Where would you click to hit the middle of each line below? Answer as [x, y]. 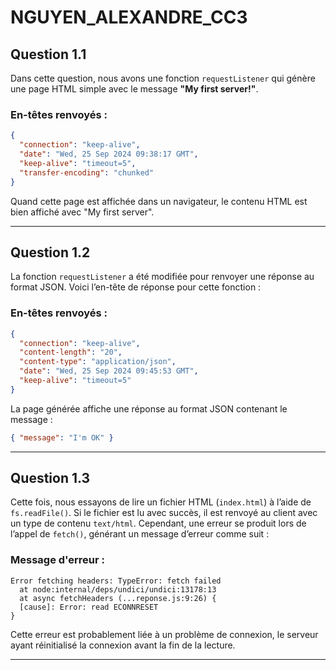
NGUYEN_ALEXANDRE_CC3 [129, 17]
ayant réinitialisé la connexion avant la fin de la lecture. [123, 645]
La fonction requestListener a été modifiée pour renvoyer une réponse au [162, 277]
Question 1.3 [50, 478]
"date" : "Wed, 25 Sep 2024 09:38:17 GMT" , [109, 154]
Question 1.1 [48, 54]
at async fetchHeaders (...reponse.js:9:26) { [118, 598]
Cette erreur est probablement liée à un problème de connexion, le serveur [164, 634]
